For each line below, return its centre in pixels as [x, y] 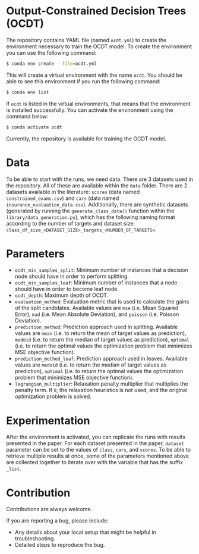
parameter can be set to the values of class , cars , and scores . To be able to [99, 450]
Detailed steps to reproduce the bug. [60, 545]
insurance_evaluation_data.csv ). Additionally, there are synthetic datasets [97, 204]
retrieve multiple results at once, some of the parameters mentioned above [98, 456]
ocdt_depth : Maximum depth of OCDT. [61, 295]
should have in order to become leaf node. [67, 289]
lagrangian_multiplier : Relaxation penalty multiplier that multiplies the [101, 384]
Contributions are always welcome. [49, 509]
